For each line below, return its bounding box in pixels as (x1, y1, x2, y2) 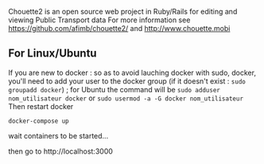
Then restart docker (8, 101, 74, 111)
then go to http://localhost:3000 (8, 146, 114, 156)
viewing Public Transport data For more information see (8, 15, 191, 25)
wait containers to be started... (8, 131, 109, 140)
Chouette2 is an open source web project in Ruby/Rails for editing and (8, 7, 238, 16)
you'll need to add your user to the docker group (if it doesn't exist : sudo (8, 76, 247, 86)
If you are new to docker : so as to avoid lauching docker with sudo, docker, (8, 68, 257, 77)
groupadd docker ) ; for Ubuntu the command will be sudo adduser (8, 84, 220, 94)
